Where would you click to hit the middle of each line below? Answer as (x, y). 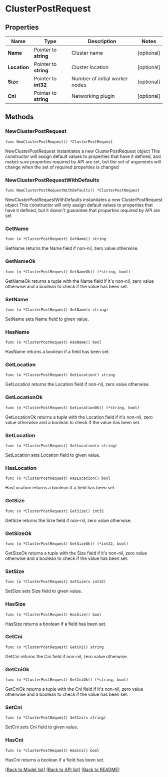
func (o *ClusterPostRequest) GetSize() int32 (54, 511)
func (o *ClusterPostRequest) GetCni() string (54, 647)
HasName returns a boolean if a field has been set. (57, 352)
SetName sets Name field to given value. (47, 319)
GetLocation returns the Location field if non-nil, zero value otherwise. (77, 384)
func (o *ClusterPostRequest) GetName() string (56, 239)
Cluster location (90, 67)
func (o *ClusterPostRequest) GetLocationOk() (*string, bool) (72, 408)
